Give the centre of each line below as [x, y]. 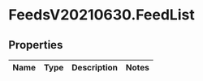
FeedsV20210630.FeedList [101, 15]
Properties [36, 45]
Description [95, 68]
